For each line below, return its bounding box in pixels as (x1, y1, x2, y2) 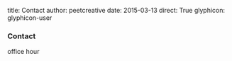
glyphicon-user (7, 13, 53, 22)
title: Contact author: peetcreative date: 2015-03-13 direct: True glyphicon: (7, 6, 226, 14)
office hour (7, 48, 40, 56)
